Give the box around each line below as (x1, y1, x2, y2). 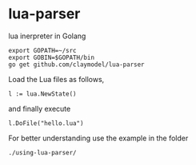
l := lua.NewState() (8, 89, 78, 98)
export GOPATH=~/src (8, 46, 78, 54)
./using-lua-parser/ (8, 148, 78, 156)
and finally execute (8, 104, 71, 113)
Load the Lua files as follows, (8, 74, 105, 84)
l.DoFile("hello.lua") (8, 119, 84, 128)
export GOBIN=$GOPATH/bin (8, 53, 94, 61)
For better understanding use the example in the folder (8, 133, 189, 143)
